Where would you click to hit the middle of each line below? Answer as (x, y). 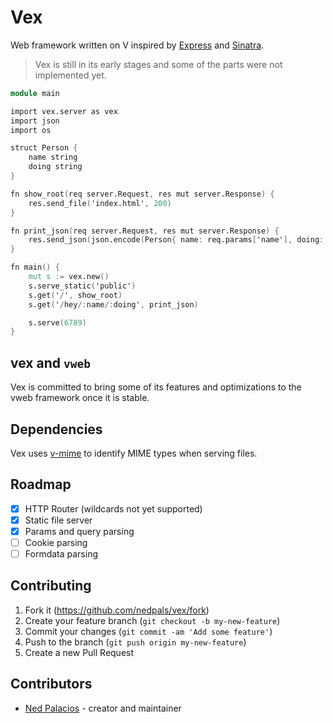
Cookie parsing (56, 542)
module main (35, 93)
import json (35, 121)
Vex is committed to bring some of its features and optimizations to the (156, 387)
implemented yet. (70, 75)
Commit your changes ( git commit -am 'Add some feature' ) (148, 631)
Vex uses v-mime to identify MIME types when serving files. (134, 453)
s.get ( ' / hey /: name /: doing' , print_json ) (113, 304)
